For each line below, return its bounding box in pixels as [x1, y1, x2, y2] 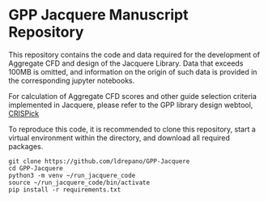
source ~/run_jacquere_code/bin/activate [8, 178, 151, 187]
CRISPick [8, 108, 39, 118]
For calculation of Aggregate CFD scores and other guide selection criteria [8, 91, 257, 101]
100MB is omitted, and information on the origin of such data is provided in [8, 67, 257, 76]
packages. [8, 141, 44, 151]
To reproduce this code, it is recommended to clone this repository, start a [8, 124, 257, 134]
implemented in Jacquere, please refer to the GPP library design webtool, [8, 100, 253, 110]
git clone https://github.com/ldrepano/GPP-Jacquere [8, 157, 190, 165]
